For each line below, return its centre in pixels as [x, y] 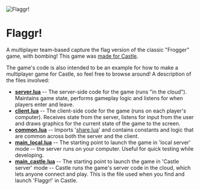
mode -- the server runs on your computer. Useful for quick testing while [104, 148]
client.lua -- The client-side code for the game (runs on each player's [100, 111]
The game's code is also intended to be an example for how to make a [92, 67]
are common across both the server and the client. [77, 136]
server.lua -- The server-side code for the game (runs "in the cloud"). [101, 92]
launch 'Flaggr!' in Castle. [46, 180]
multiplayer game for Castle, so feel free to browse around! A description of [99, 74]
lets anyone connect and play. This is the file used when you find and [99, 174]
